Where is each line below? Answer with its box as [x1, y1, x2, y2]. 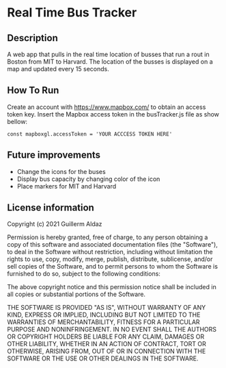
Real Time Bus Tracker [7, 5, 137, 21]
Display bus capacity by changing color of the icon [16, 175, 160, 183]
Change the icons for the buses [16, 167, 106, 175]
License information [7, 202, 94, 214]
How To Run [7, 84, 59, 97]
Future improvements [7, 149, 101, 161]
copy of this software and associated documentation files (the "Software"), [7, 241, 218, 249]
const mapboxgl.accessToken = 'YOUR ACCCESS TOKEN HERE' [7, 130, 173, 138]
